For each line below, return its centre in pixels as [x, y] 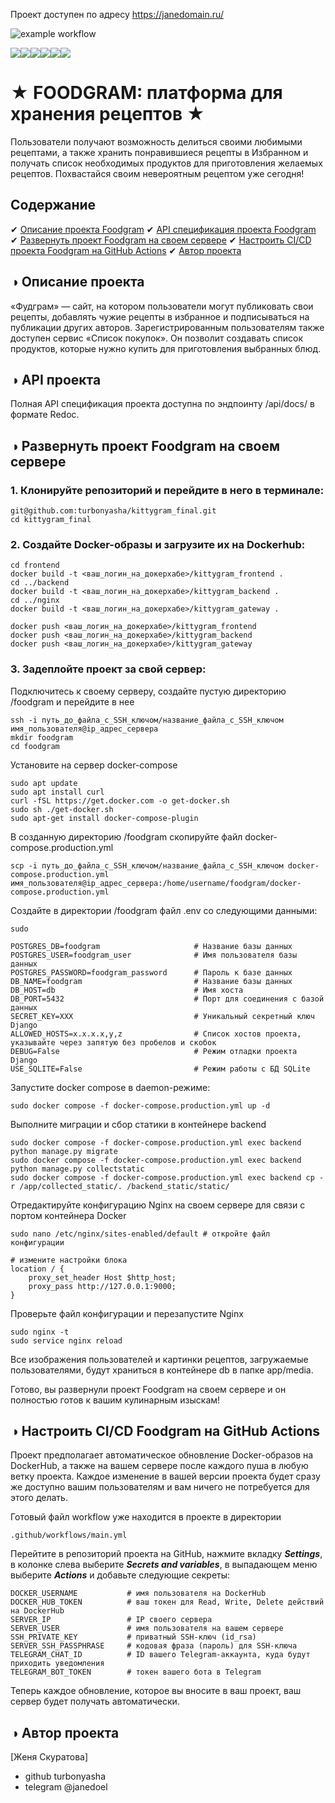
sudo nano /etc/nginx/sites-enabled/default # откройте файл [140, 1234]
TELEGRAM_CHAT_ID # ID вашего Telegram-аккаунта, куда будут [160, 1655]
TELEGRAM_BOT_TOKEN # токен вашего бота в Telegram [136, 1672]
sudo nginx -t [40, 1332]
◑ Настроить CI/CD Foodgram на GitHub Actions [165, 1431]
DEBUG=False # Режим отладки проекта [154, 1051]
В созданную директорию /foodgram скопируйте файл [126, 836]
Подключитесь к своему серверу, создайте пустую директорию [148, 691]
